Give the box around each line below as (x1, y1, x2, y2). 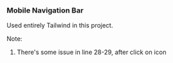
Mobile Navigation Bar (6, 6, 84, 15)
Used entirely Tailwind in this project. (6, 21, 113, 30)
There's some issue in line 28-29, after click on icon (16, 48, 167, 57)
